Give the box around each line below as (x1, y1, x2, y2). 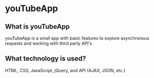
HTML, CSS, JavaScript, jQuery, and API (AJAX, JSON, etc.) (5, 67, 126, 73)
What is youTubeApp (5, 22, 70, 31)
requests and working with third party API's (5, 40, 93, 46)
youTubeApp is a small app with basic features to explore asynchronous (5, 35, 150, 41)
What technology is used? (5, 55, 86, 63)
